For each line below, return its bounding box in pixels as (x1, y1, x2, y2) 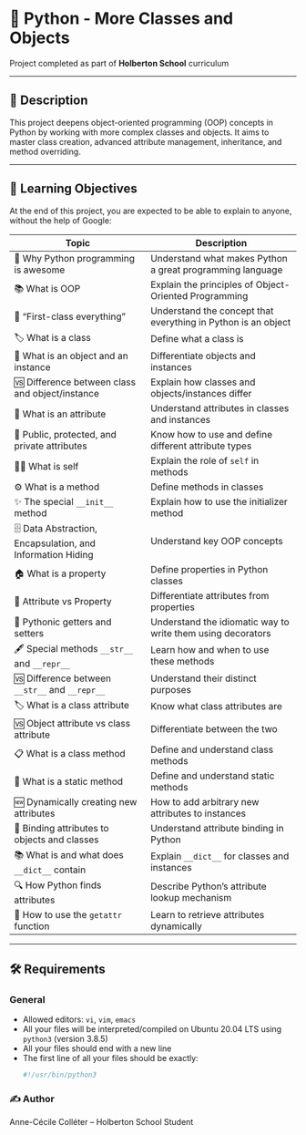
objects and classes (14, 833, 99, 846)
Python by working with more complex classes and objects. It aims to (9, 127, 270, 138)
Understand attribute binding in (149, 821, 284, 834)
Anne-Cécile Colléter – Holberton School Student (9, 1117, 194, 1128)
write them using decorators (149, 626, 271, 639)
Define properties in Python (149, 562, 269, 575)
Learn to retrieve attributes (149, 908, 265, 921)
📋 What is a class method (14, 748, 126, 760)
